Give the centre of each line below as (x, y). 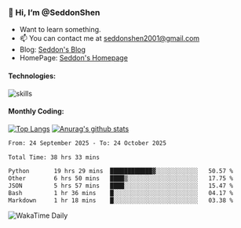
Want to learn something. (60, 30)
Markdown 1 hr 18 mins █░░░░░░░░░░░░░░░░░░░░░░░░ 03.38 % (121, 200)
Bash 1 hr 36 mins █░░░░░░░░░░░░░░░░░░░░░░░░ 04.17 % (121, 194)
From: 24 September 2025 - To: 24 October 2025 (88, 143)
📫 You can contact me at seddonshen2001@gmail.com (110, 38)
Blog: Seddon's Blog (53, 49)
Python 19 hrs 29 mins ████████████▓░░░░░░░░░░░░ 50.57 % (121, 172)
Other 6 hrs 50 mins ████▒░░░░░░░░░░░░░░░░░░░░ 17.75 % (121, 179)
